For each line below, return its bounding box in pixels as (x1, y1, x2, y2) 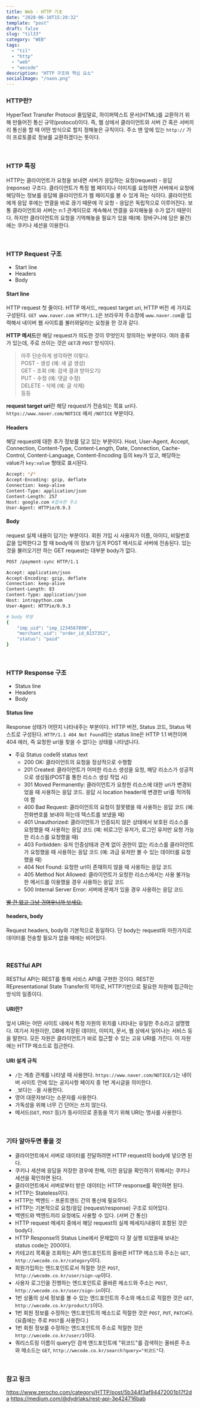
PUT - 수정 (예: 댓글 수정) (20, 375, 81, 382)
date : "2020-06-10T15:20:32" (6, 14, 79, 20)
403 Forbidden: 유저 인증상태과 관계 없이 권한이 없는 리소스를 (23, 840, 169, 848)
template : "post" (6, 20, 50, 26)
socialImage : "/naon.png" (6, 76, 70, 82)
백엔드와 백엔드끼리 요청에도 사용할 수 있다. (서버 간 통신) (14, 1211, 148, 1219)
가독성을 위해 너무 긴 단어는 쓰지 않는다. (14, 1101, 107, 1109)
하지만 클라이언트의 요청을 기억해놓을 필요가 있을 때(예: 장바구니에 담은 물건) (14, 214, 192, 221)
